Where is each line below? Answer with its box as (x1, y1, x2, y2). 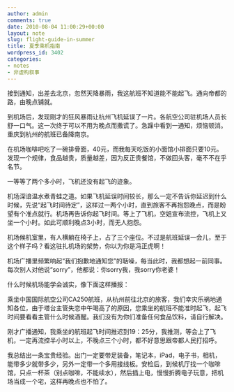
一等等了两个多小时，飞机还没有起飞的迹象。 (7, 177, 136, 185)
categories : (7, 56, 42, 63)
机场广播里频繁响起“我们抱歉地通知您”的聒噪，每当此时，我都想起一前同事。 (7, 256, 226, 265)
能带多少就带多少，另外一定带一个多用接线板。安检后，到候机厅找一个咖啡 (7, 359, 221, 368)
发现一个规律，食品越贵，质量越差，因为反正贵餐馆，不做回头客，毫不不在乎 (7, 153, 227, 161)
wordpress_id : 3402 (7, 50, 64, 57)
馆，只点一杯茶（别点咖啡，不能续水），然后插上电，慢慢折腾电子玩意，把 (7, 368, 218, 377)
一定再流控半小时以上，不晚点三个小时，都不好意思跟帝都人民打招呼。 (19, 336, 221, 344)
